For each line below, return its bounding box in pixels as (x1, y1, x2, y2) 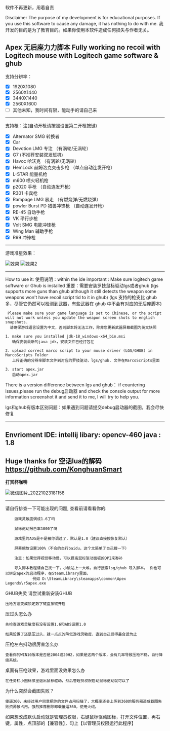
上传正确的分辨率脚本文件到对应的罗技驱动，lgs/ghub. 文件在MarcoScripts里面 (12, 358, 160, 363)
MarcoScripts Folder (5, 353, 49, 358)
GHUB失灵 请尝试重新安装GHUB (5, 590, 72, 597)
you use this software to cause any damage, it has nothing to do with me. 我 (5, 21, 163, 26)
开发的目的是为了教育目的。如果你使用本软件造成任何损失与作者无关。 (5, 27, 152, 33)
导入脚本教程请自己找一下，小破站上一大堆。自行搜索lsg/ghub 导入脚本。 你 (14, 566, 154, 571)
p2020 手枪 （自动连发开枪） (12, 184, 73, 190)
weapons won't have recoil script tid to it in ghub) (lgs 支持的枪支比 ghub (5, 295, 157, 301)
